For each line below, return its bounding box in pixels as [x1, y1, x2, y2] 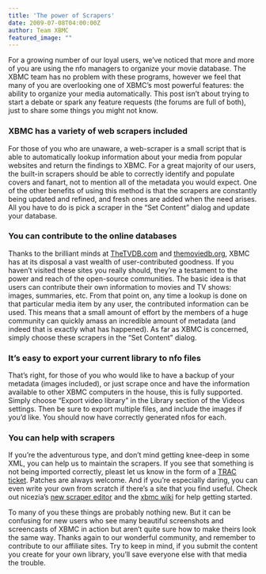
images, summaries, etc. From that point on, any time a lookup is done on [8, 291, 248, 300]
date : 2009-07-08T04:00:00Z [8, 19, 101, 27]
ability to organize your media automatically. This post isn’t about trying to [8, 89, 249, 99]
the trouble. [8, 558, 46, 568]
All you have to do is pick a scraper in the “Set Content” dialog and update [8, 203, 250, 212]
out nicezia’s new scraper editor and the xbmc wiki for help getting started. [8, 492, 253, 502]
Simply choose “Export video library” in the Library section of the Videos [8, 396, 245, 405]
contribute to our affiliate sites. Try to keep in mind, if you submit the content [8, 542, 258, 551]
